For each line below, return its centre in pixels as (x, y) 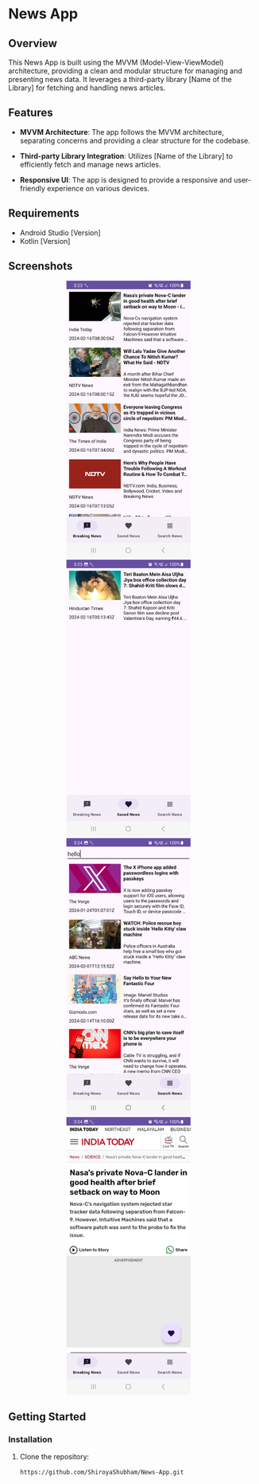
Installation (31, 1439)
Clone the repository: (54, 1457)
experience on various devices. (98, 188)
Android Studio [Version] (60, 233)
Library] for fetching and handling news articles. (87, 88)
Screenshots (41, 267)
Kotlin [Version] (45, 241)
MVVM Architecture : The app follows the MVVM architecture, (122, 132)
